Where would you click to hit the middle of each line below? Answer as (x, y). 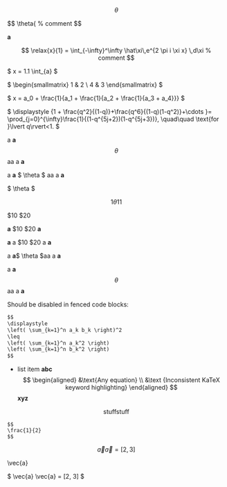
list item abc (35, 369)
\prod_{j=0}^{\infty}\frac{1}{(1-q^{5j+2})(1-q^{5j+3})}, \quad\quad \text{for (113, 119)
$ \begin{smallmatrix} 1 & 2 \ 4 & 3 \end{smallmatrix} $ (85, 85)
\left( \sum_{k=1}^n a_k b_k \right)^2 (65, 330)
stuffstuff (116, 412)
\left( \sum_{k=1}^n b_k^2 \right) (58, 349)
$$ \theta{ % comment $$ (44, 23)
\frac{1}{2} (24, 431)
